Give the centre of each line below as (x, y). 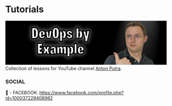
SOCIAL (15, 82)
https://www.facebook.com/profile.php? (81, 93)
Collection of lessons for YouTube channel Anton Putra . (63, 68)
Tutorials (25, 9)
